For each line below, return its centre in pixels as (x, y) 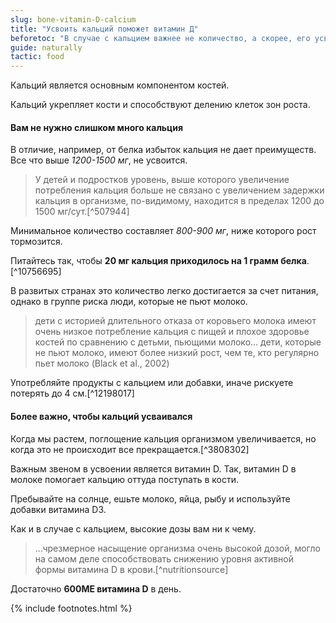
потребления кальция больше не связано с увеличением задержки (179, 190)
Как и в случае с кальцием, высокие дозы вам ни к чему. (133, 528)
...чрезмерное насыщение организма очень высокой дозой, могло (177, 548)
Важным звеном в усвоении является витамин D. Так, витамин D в (153, 468)
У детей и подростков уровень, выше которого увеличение (162, 180)
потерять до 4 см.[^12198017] (72, 393)
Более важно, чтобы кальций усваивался (101, 416)
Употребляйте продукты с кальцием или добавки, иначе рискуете (152, 383)
